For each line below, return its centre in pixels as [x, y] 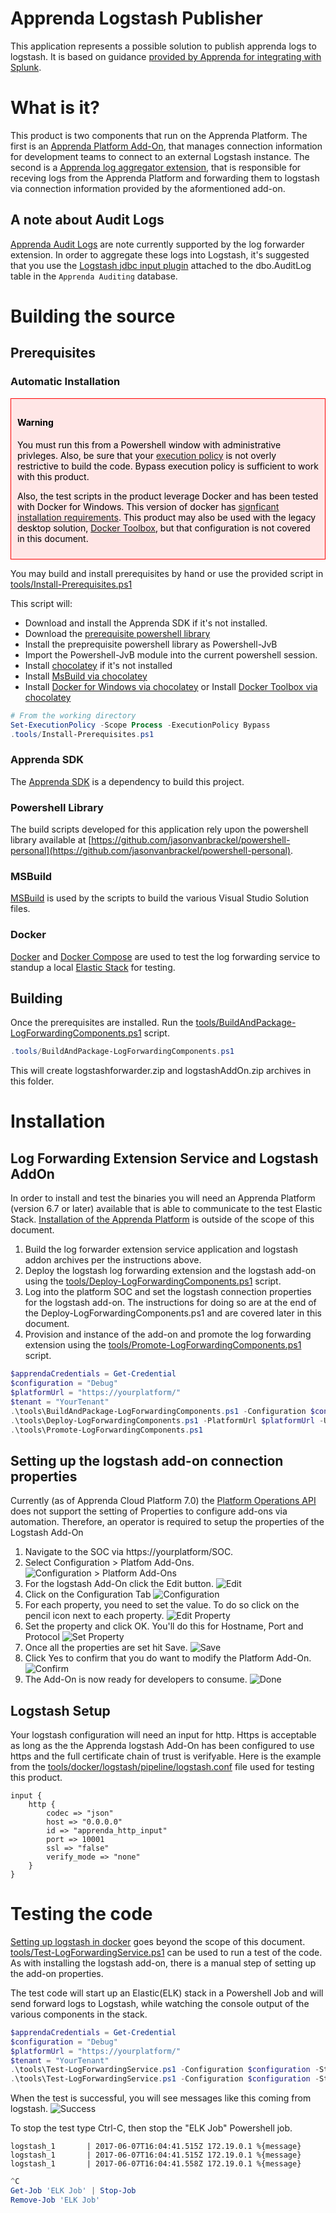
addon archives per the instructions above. [113, 1260]
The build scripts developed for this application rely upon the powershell [159, 829]
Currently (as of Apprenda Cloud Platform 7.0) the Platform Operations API [163, 1501]
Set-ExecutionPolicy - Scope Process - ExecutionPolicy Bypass [140, 725]
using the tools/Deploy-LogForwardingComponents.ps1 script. [153, 1281]
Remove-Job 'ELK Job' [55, 2200]
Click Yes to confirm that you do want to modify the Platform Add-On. [168, 1658]
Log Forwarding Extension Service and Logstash [164, 1158]
